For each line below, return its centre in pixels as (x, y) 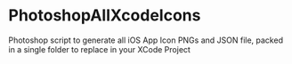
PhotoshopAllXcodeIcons (105, 16)
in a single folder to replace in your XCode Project (99, 49)
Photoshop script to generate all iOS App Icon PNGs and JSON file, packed (146, 40)
